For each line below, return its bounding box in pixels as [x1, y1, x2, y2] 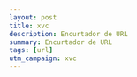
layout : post [9, 12, 57, 22]
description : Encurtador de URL [9, 29, 128, 38]
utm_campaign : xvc [9, 54, 77, 63]
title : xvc [9, 21, 49, 30]
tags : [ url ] [9, 46, 53, 55]
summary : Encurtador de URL [9, 37, 113, 47]
